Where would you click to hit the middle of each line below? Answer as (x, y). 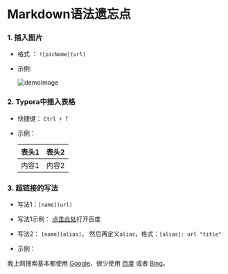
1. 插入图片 (25, 37)
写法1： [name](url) (45, 205)
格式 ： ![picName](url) (52, 54)
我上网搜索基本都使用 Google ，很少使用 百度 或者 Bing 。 (88, 264)
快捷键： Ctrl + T (43, 118)
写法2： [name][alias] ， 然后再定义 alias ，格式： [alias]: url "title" (119, 234)
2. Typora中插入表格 (41, 102)
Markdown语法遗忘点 (69, 14)
